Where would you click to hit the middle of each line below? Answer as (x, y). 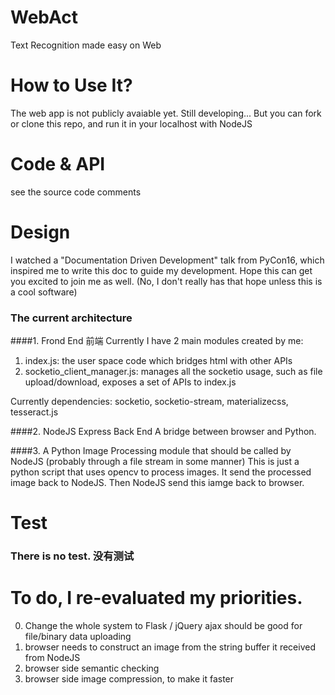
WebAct (44, 17)
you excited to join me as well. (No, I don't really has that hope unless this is (166, 281)
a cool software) (44, 292)
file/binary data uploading (78, 637)
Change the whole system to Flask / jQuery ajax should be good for (163, 626)
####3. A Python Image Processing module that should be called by (151, 451)
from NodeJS (52, 658)
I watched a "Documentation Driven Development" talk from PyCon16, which (167, 260)
